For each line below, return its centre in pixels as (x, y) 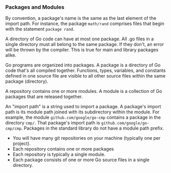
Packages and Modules (35, 7)
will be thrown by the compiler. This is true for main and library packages (82, 50)
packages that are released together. (44, 97)
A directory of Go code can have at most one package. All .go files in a (80, 39)
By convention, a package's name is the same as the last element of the (81, 18)
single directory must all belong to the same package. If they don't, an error (85, 44)
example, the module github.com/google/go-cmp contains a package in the (83, 117)
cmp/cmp (14, 129)
